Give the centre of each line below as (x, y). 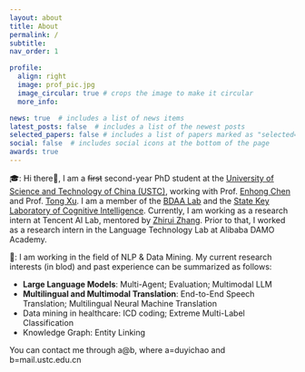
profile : (26, 68)
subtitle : (28, 43)
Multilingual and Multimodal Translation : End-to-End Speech (138, 294)
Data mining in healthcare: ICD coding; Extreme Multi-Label (133, 313)
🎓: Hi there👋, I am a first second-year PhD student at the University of (142, 178)
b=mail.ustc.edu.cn (45, 359)
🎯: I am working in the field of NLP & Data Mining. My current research (141, 257)
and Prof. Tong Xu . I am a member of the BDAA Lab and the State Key (139, 201)
